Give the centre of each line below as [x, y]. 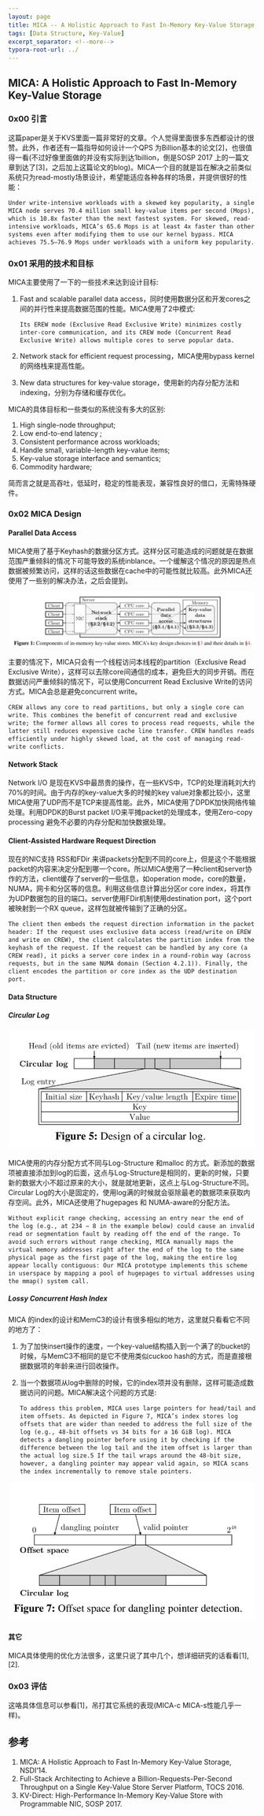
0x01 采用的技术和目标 [51, 263]
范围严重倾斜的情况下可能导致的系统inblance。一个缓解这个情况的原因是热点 [132, 561]
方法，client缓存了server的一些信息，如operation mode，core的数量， [136, 879]
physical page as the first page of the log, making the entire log [123, 1257]
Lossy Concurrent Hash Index [58, 1299]
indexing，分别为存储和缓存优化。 [75, 393]
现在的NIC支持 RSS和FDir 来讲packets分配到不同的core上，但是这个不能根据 [132, 859]
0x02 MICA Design [45, 514]
